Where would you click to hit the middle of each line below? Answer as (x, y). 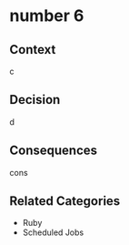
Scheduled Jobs (53, 232)
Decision (35, 100)
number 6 (47, 16)
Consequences (54, 151)
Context (33, 50)
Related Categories (65, 201)
